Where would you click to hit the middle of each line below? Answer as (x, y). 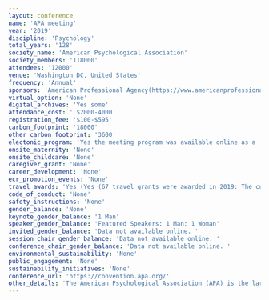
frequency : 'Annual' (43, 82)
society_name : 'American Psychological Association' (98, 53)
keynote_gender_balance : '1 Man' (64, 217)
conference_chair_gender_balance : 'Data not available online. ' (119, 246)
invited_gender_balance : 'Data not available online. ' (103, 232)
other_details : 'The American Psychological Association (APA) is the (128, 284)
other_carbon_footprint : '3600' (62, 134)
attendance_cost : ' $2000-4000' (62, 113)
